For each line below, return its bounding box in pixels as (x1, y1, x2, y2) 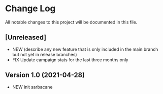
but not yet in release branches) (12, 51, 77, 57)
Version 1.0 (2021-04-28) (5, 71, 85, 79)
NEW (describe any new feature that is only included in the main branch (12, 46, 159, 52)
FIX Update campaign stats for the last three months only (12, 57, 129, 63)
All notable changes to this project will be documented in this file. (5, 19, 138, 25)
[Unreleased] (5, 33, 47, 42)
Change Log (5, 3, 56, 14)
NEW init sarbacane (12, 84, 53, 90)
